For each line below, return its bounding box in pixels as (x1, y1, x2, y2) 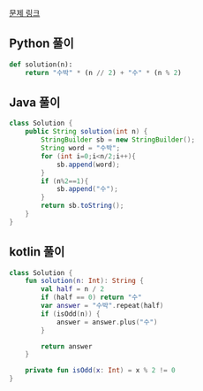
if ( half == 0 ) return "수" (41, 293, 143, 303)
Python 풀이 (9, 36, 74, 51)
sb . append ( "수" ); (56, 185, 119, 194)
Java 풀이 (9, 95, 61, 110)
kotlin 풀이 (9, 244, 65, 259)
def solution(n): (9, 60, 73, 69)
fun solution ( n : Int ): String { (25, 277, 144, 286)
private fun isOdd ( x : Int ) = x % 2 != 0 (25, 366, 176, 375)
